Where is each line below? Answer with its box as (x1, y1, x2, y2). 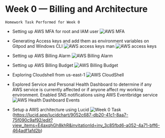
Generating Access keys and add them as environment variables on (12, 38, 149, 44)
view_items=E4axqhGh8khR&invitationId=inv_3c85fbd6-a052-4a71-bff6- (12, 122, 160, 128)
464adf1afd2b (12, 127, 41, 134)
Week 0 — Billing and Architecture (5, 3, 148, 15)
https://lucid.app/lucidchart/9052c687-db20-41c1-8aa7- (14, 112, 129, 118)
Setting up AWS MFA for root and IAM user (12, 28, 99, 34)
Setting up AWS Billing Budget (12, 62, 74, 68)
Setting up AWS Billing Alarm (12, 53, 71, 59)
